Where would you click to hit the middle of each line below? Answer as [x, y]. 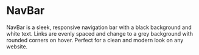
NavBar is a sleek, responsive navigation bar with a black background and [99, 27]
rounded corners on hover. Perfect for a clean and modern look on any [95, 40]
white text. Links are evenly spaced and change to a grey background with [100, 33]
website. [17, 47]
